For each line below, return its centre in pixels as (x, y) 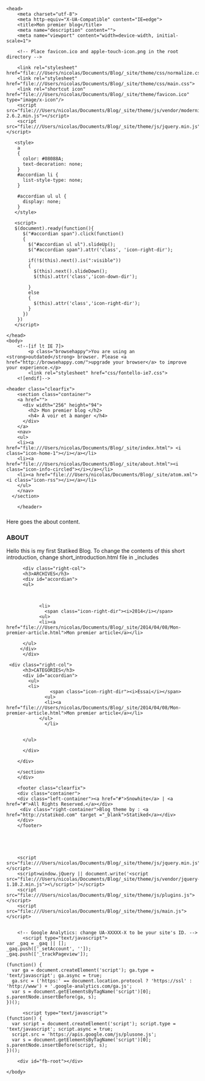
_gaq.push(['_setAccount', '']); (49, 949)
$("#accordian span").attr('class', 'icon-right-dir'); (101, 250)
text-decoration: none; (53, 164)
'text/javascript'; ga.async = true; (54, 976)
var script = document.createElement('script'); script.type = (94, 1024)
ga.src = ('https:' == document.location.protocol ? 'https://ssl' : (102, 981)
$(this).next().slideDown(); (70, 271)
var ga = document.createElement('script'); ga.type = (83, 970)
